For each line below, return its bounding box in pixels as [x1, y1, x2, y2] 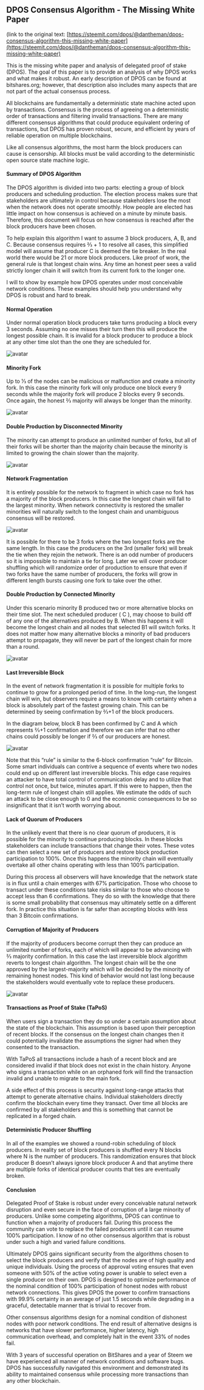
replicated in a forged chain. [6, 1112, 77, 1119]
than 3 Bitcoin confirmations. [6, 912, 79, 920]
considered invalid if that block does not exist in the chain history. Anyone [6, 1061, 191, 1069]
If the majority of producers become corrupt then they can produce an [6, 940, 183, 947]
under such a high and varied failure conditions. [6, 1238, 126, 1246]
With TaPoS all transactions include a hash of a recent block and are [6, 1055, 177, 1063]
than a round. [6, 643, 40, 651]
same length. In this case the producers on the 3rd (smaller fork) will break [6, 544, 193, 551]
